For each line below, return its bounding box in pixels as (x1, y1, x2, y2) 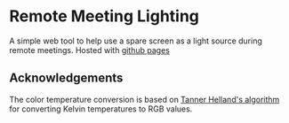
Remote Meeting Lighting (9, 6, 200, 27)
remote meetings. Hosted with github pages (9, 44, 171, 55)
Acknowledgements (9, 71, 124, 86)
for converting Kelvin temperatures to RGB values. (9, 104, 193, 114)
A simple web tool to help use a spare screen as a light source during (9, 35, 262, 46)
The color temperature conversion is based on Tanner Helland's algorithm (9, 94, 280, 104)
